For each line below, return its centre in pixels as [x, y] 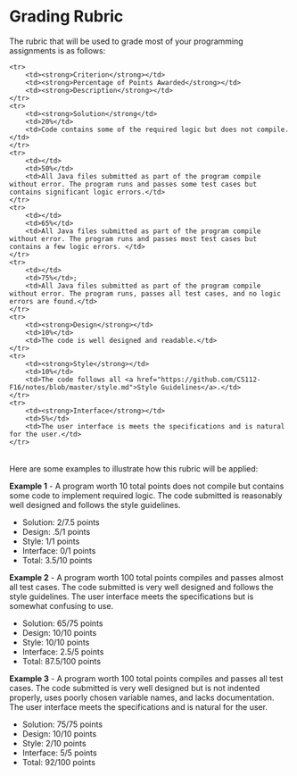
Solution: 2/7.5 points [61, 522]
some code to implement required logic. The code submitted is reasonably [146, 495]
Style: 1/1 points [51, 541]
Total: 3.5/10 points [57, 560]
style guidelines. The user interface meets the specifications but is [132, 597]
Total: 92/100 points [59, 762]
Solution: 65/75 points [62, 623]
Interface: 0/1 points [59, 550]
